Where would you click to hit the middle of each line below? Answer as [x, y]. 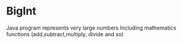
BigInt [21, 11]
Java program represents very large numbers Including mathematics [91, 28]
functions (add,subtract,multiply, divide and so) [65, 34]
